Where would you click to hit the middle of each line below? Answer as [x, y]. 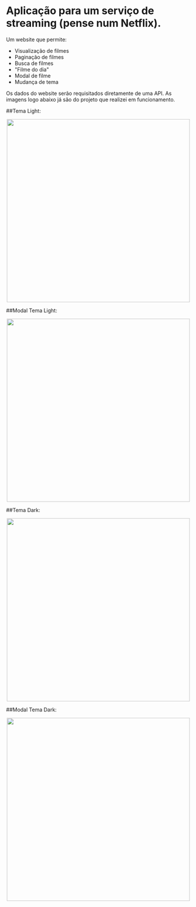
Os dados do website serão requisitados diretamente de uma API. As [89, 93]
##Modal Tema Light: [32, 310]
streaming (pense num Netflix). [84, 23]
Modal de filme [32, 76]
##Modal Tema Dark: [31, 710]
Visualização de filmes [42, 50]
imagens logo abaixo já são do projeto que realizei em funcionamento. [91, 99]
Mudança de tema [36, 82]
